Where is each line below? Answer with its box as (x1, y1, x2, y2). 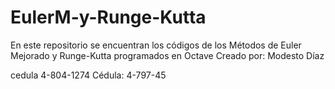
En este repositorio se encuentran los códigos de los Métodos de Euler (10, 39, 302, 51)
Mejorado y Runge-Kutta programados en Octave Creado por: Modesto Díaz (10, 49, 325, 61)
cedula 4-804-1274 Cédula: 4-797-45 (10, 69, 167, 81)
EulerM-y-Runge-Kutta (10, 6, 207, 29)
